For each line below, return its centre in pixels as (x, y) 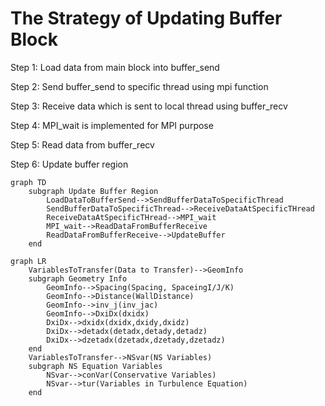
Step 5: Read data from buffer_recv (82, 144)
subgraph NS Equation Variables (95, 366)
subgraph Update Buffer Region (93, 191)
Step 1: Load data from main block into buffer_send (115, 67)
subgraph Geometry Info (78, 278)
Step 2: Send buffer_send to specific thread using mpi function (139, 86)
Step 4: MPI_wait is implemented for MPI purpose (112, 125)
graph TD (28, 182)
